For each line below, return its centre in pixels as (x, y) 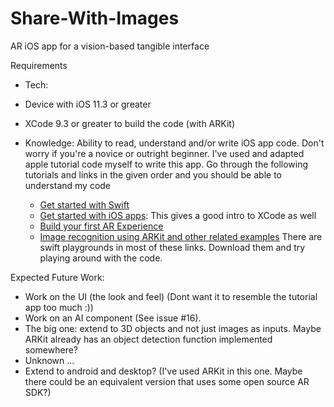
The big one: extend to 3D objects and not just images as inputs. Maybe (173, 328)
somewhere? (51, 349)
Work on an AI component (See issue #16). (113, 318)
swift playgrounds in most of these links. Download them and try (172, 247)
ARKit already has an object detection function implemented (148, 339)
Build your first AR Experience (101, 226)
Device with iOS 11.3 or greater (88, 104)
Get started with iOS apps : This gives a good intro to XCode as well (178, 215)
